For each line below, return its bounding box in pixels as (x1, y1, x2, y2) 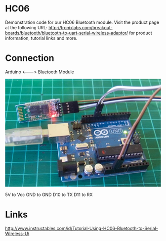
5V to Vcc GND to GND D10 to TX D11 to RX (5, 192, 93, 197)
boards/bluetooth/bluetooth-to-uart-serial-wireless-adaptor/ (5, 30, 128, 36)
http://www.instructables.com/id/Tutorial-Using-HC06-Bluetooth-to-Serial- (5, 225, 158, 231)
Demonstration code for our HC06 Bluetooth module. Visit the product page (5, 19, 160, 25)
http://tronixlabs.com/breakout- (48, 24, 113, 30)
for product (129, 30, 152, 36)
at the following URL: (5, 24, 48, 30)
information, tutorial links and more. (5, 35, 78, 41)
